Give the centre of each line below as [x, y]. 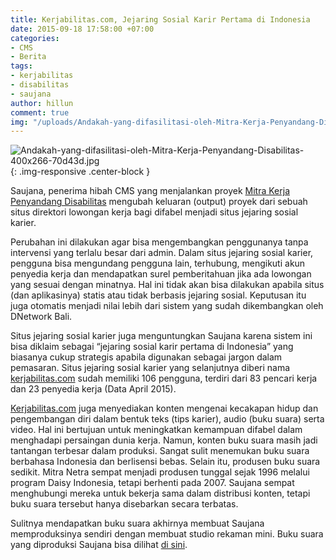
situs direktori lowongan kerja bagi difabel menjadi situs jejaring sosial [154, 212]
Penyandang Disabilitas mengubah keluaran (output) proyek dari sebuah [159, 202]
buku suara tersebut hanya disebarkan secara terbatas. [124, 504]
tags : [21, 66]
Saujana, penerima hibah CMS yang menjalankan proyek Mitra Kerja [150, 191]
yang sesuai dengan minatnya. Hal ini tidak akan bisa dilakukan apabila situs [167, 285]
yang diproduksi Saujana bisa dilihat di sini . [99, 545]
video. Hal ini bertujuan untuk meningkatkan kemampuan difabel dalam [156, 430]
